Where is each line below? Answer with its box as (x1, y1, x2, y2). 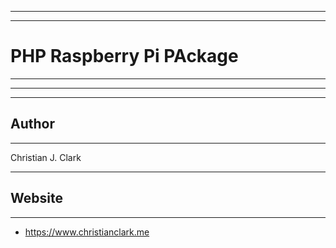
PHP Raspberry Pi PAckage (10, 45, 239, 68)
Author (10, 116, 55, 133)
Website (10, 190, 63, 207)
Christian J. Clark (10, 151, 82, 163)
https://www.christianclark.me (24, 226, 150, 238)
